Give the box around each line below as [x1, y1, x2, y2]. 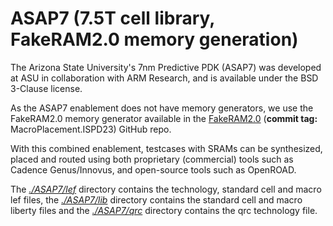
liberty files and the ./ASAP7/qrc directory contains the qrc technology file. [10, 204, 318, 216]
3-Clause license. [10, 82, 83, 94]
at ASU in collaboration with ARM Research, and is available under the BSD [10, 72, 319, 84]
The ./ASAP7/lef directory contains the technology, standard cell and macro [10, 183, 322, 195]
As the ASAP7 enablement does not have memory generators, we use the [10, 102, 314, 114]
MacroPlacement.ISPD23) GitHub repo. [10, 123, 172, 135]
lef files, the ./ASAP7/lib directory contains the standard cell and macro [10, 193, 303, 206]
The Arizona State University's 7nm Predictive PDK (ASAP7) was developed [10, 61, 322, 73]
